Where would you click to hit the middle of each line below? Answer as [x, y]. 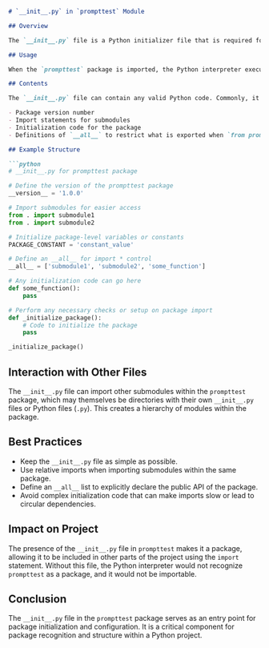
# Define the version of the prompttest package [91, 186]
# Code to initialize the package [80, 325]
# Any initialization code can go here [75, 281]
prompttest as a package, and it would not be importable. [103, 574]
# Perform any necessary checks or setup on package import [111, 310]
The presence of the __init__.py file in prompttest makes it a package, [125, 548]
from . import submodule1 [51, 215]
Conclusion [38, 599]
